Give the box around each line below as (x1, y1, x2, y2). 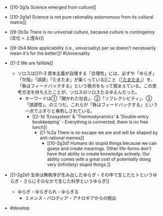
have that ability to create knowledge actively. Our (47, 151, 151, 157)
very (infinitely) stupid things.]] (47, 161, 111, 167)
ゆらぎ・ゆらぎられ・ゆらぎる (17, 189, 79, 194)
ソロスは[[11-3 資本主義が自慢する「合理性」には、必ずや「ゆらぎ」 (17, 70, 157, 76)
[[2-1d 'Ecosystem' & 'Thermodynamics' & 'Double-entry (32, 114, 149, 119)
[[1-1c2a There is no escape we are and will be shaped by (39, 130, 158, 135)
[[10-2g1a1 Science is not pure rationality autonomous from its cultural (9, 14, 154, 20)
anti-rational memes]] (39, 135, 84, 141)
